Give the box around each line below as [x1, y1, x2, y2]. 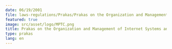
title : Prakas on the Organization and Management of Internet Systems [5, 27, 161, 32]
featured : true [5, 17, 38, 22]
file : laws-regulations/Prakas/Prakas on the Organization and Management [5, 12, 168, 17]
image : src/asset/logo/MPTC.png [5, 21, 74, 27]
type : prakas [5, 31, 33, 36]
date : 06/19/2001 [5, 7, 42, 13]
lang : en [5, 36, 24, 41]
